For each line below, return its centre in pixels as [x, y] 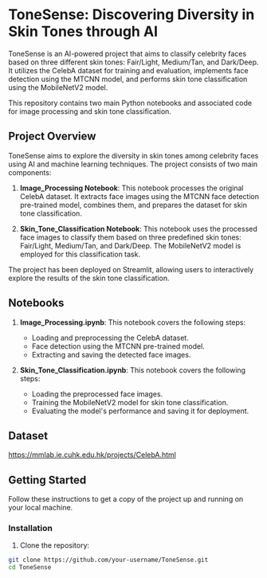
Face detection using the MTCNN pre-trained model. [118, 346]
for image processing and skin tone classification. [90, 111]
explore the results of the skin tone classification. [89, 278]
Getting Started [47, 480]
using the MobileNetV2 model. [58, 87]
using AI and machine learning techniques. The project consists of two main [133, 164]
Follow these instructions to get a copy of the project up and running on [126, 499]
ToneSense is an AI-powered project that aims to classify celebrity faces [128, 53]
